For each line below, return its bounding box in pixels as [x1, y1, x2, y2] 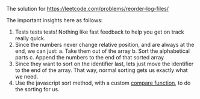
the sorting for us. [14, 86, 60, 92]
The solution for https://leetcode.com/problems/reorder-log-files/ [6, 5, 169, 12]
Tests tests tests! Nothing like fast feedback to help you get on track [14, 28, 185, 35]
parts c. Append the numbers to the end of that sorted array [14, 54, 164, 61]
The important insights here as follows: [6, 17, 103, 23]
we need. [14, 73, 39, 80]
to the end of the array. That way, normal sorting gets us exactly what [14, 67, 188, 74]
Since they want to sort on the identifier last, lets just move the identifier [14, 60, 194, 67]
